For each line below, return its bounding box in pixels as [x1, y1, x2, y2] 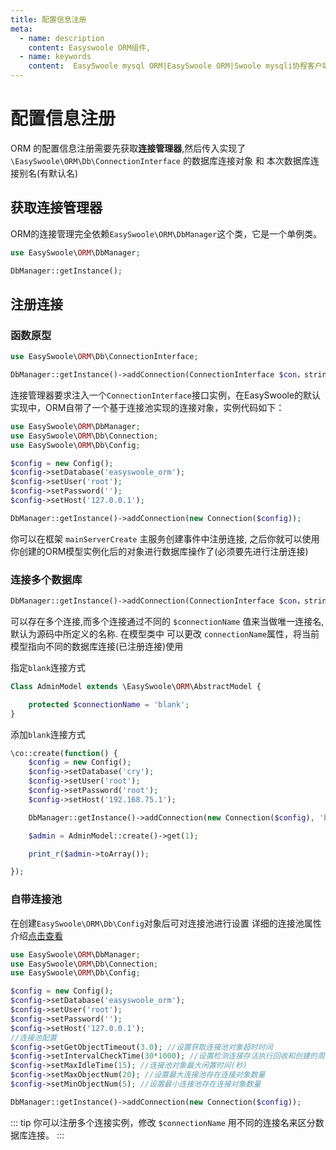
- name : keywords [19, 52, 92, 62]
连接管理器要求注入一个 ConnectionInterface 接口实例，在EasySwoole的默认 [10, 389, 322, 401]
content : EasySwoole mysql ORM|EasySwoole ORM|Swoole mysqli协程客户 [28, 61, 323, 71]
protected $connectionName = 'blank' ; [28, 699, 190, 710]
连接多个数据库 [10, 572, 83, 586]
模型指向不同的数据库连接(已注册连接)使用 [10, 640, 184, 652]
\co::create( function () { [10, 748, 118, 758]
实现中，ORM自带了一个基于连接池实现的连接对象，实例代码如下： [10, 401, 285, 413]
